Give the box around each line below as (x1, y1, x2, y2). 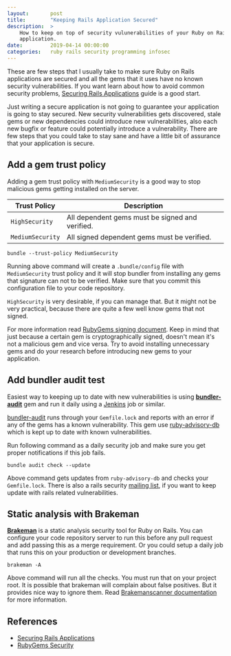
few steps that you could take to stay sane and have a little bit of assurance (7, 131, 221, 140)
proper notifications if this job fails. (7, 448, 106, 457)
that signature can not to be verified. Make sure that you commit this (7, 276, 201, 285)
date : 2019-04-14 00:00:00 (7, 42, 109, 49)
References (7, 615, 58, 627)
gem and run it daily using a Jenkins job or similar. (23, 400, 166, 408)
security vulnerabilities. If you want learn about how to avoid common (7, 82, 205, 90)
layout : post (7, 10, 63, 17)
